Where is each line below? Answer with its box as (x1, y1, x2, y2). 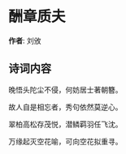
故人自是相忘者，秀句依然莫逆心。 (8, 102, 123, 112)
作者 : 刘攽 (8, 36, 41, 45)
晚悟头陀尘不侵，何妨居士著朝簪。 (8, 84, 123, 94)
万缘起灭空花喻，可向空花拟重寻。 (8, 136, 123, 146)
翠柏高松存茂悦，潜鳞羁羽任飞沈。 (8, 119, 123, 129)
